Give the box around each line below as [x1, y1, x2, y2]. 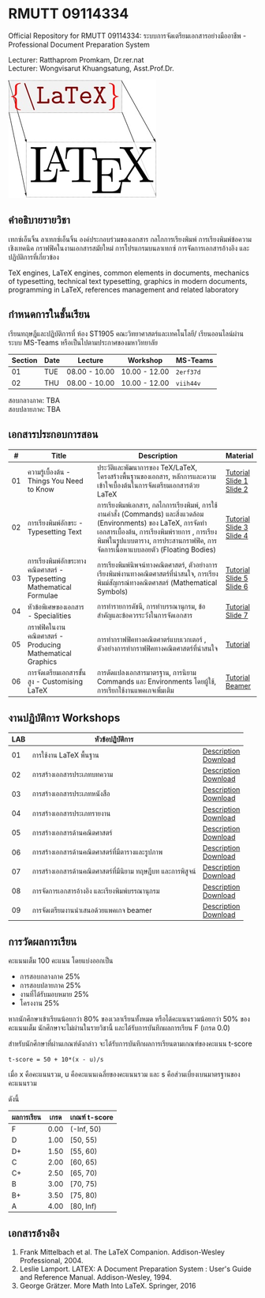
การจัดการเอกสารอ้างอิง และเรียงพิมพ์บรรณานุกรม [32, 886, 160, 896]
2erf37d [176, 368, 201, 376]
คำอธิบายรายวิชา [8, 213, 71, 227]
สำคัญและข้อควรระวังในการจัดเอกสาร [97, 610, 193, 621]
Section [11, 356, 38, 365]
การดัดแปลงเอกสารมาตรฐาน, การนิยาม [97, 667, 197, 677]
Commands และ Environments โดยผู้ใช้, [97, 677, 217, 686]
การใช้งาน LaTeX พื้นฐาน [32, 750, 99, 760]
